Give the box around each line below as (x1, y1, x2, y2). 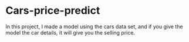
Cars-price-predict (5, 4, 100, 17)
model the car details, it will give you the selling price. (5, 29, 136, 36)
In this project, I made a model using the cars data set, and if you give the (5, 23, 183, 30)
